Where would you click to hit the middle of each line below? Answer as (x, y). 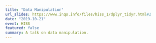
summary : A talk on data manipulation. (47, 33)
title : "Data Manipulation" (35, 10)
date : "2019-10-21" (26, 19)
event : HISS (18, 23)
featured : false (22, 28)
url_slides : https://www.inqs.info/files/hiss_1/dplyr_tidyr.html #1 (78, 14)
